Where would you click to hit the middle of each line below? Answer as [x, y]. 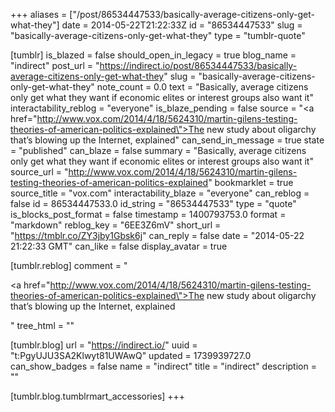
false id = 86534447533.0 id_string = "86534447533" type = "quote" [153, 203]
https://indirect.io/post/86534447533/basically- [198, 65]
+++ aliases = [39, 14]
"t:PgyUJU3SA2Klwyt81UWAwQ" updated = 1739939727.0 [131, 355]
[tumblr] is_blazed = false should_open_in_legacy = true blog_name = [153, 55]
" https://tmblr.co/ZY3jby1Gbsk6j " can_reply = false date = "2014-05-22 [157, 235]
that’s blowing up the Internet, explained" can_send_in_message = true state [167, 140]
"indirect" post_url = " [55, 65]
